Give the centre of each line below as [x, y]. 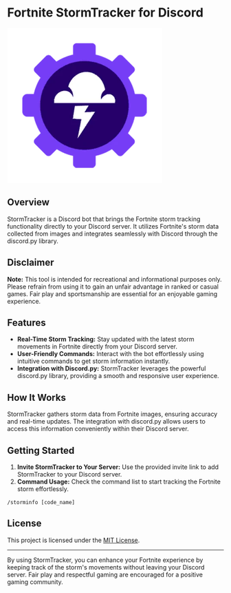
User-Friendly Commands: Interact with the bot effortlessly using [110, 354]
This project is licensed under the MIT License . [74, 540]
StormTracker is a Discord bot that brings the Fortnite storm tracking [104, 219]
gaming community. [35, 582]
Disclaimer [31, 263]
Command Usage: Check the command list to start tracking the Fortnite [119, 481]
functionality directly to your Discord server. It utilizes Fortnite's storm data [113, 226]
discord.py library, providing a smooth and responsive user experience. [118, 376]
